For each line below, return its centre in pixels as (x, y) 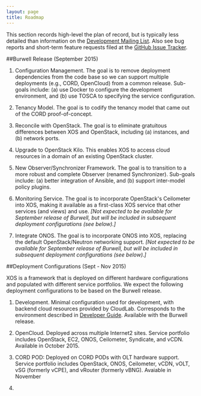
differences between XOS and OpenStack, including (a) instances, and (102, 132)
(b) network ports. (37, 138)
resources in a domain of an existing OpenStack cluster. (84, 156)
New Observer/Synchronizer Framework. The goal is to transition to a (101, 168)
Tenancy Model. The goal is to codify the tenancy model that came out (102, 107)
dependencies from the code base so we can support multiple (92, 77)
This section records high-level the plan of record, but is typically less (92, 34)
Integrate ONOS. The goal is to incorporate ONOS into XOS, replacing (101, 235)
